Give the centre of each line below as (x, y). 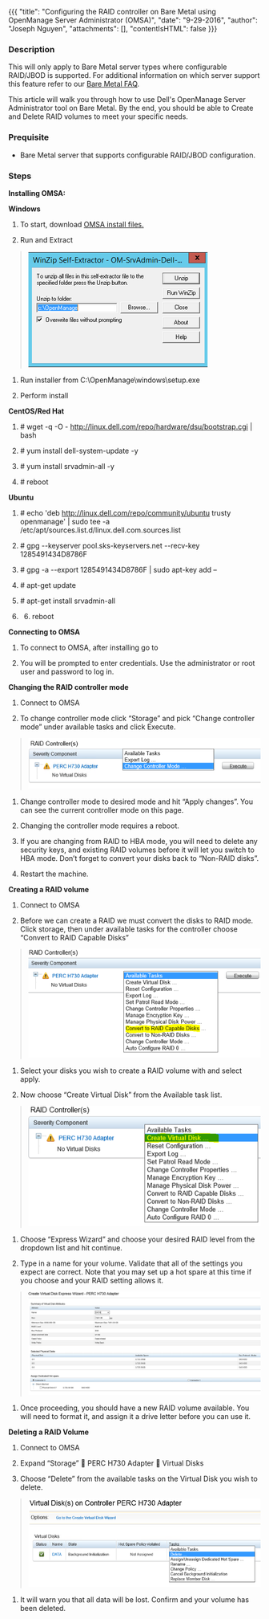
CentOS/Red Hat (36, 411)
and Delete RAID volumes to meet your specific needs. (98, 116)
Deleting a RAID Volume (49, 1432)
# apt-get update (48, 585)
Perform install (44, 395)
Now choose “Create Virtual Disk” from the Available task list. (121, 1095)
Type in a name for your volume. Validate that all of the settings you (131, 1263)
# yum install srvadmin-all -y (67, 466)
